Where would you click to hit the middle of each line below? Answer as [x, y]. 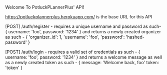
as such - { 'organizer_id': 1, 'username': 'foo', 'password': [65, 37]
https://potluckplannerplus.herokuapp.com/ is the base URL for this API [79, 17]
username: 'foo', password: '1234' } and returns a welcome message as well [84, 57]
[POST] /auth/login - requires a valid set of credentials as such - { [73, 52]
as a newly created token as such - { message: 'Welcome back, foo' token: [82, 62]
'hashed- [135, 37]
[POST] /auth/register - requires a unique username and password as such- [83, 26]
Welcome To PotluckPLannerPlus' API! [45, 7]
